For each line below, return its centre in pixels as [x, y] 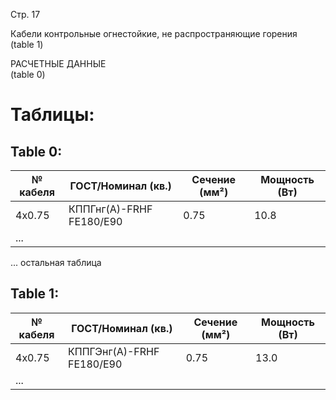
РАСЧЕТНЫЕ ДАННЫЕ [58, 63]
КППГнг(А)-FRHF [110, 209]
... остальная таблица [56, 262]
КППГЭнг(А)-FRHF [114, 351]
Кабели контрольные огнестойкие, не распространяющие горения [154, 33]
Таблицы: [52, 115]
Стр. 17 [25, 14]
